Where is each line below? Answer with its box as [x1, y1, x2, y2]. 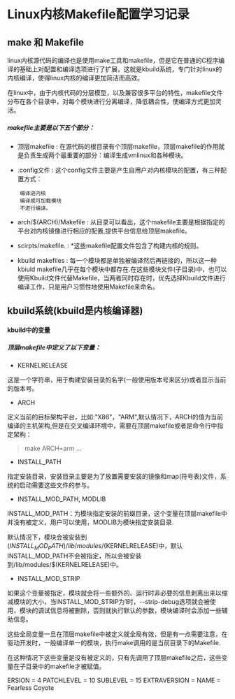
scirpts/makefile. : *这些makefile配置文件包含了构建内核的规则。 [17, 241, 203, 250]
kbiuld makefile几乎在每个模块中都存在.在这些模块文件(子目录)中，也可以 [17, 265, 227, 273]
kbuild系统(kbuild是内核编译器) [7, 305, 143, 317]
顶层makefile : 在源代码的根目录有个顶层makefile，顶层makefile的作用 [17, 142, 219, 150]
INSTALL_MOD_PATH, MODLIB [17, 494, 106, 503]
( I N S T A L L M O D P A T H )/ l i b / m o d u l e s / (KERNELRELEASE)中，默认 [7, 541, 183, 552]
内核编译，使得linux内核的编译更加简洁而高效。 [7, 74, 143, 82]
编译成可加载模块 [20, 197, 62, 204]
